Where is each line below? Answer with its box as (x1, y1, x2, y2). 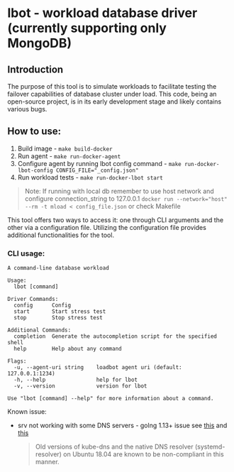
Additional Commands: (7, 326, 72, 334)
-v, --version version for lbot (13, 383, 147, 390)
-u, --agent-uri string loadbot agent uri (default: (13, 364, 182, 371)
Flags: (7, 358, 27, 365)
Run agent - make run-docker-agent (17, 151, 121, 160)
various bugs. (7, 105, 48, 113)
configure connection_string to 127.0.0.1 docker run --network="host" (24, 194, 228, 203)
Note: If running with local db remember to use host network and (24, 187, 214, 195)
